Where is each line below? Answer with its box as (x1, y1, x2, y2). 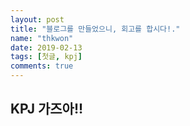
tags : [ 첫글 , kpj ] (10, 52, 83, 62)
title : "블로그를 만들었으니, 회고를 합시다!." (10, 24, 181, 34)
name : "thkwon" (10, 33, 74, 43)
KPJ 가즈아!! (10, 101, 84, 118)
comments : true (10, 61, 74, 71)
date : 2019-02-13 (10, 42, 83, 53)
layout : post (10, 14, 65, 25)
